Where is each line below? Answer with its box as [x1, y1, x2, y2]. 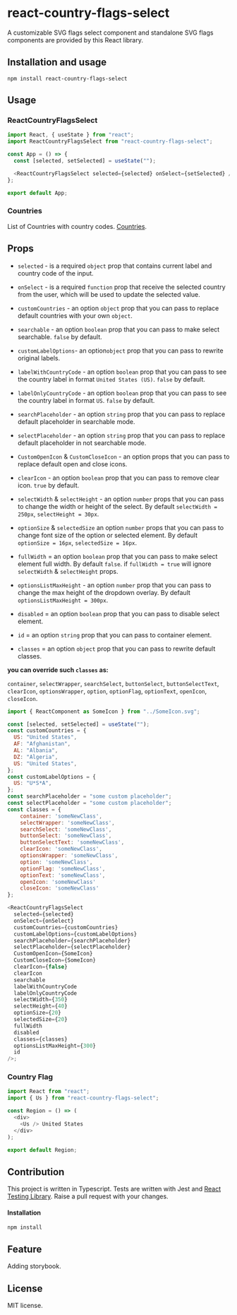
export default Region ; [7, 1146, 78, 1153]
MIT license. [7, 1302, 44, 1310]
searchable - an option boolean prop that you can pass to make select [17, 325, 220, 334]
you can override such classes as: [7, 666, 109, 674]
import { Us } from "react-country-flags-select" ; [7, 1095, 159, 1102]
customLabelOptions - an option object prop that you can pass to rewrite [17, 346, 224, 355]
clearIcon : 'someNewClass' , [20, 846, 102, 853]
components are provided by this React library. [7, 35, 143, 44]
